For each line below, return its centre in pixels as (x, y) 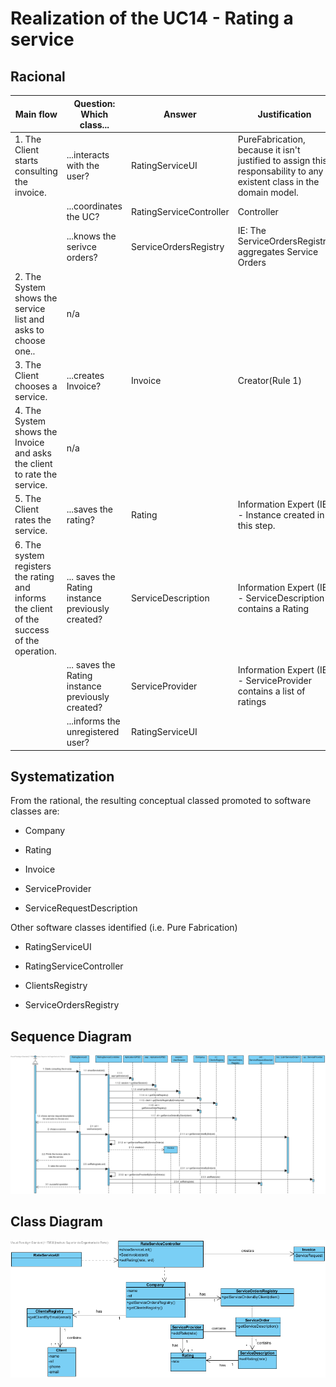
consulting (36, 171)
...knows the (91, 236)
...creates (85, 375)
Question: (94, 103)
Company (45, 831)
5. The (28, 499)
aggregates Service (278, 252)
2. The (28, 276)
